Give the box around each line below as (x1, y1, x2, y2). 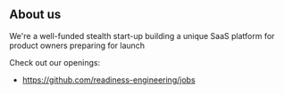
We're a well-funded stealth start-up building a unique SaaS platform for (9, 30, 275, 41)
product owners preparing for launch (9, 40, 146, 51)
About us (9, 7, 62, 22)
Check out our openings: (9, 57, 101, 67)
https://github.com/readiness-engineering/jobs (21, 74, 196, 85)
